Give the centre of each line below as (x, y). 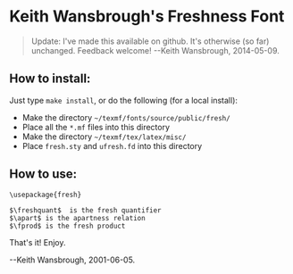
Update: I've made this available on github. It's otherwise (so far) (150, 41)
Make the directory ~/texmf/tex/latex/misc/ (104, 137)
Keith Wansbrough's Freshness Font (147, 17)
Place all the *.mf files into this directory (96, 127)
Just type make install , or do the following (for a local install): (124, 100)
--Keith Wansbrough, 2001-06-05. (72, 260)
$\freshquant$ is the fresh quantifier (86, 210)
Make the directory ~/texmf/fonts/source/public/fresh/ (126, 117)
